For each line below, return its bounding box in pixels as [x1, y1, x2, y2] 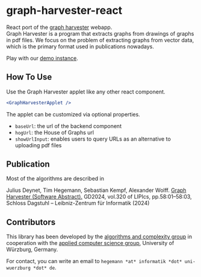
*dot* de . [32, 264, 57, 272]
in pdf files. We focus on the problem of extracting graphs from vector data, [6, 36, 194, 43]
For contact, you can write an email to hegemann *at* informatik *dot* [6, 258, 182, 265]
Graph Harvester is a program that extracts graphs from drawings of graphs [6, 30, 194, 37]
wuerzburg [6, 265, 31, 272]
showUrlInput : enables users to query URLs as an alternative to [14, 135, 172, 142]
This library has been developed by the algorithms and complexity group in [6, 233, 193, 240]
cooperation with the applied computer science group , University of [6, 240, 175, 247]
